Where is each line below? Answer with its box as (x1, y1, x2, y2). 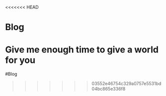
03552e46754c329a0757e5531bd (91, 81, 162, 87)
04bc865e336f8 (91, 86, 126, 92)
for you (5, 54, 36, 66)
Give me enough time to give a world (5, 44, 159, 55)
